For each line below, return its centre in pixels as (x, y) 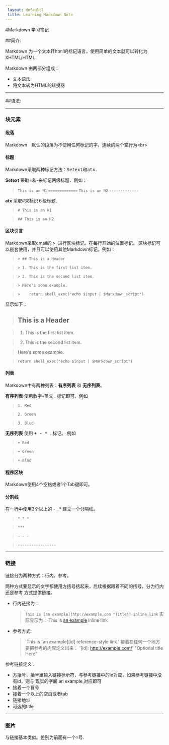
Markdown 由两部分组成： (32, 68)
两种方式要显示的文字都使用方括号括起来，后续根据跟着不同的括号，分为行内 (84, 586)
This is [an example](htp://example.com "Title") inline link (92, 614)
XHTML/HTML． (22, 57)
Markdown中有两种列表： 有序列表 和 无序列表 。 (55, 385)
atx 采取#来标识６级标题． (33, 200)
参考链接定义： (21, 664)
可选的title (23, 706)
